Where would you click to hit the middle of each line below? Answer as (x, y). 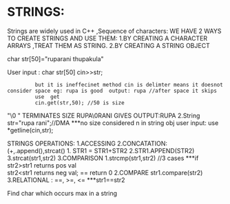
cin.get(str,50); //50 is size (80, 103)
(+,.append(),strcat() (36, 150)
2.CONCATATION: (142, 143)
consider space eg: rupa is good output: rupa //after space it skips (112, 91)
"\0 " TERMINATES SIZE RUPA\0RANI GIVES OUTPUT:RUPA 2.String (104, 115)
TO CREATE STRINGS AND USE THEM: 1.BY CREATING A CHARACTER (107, 38)
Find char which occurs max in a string (62, 193)
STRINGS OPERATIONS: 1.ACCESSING (61, 143)
